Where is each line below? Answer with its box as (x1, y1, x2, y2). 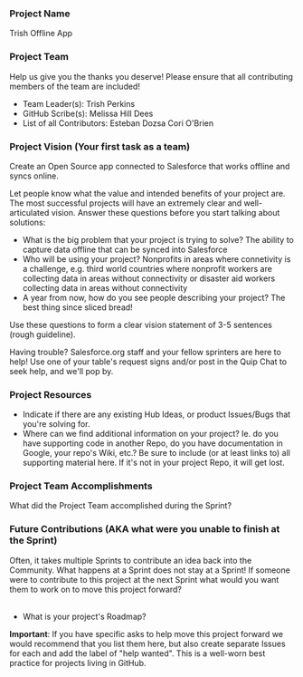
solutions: (9, 217, 46, 227)
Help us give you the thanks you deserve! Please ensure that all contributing (9, 71, 294, 82)
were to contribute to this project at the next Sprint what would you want (9, 574, 279, 585)
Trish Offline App (9, 28, 73, 39)
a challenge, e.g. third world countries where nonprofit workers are (22, 263, 273, 274)
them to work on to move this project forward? (9, 584, 183, 595)
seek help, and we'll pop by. (9, 365, 114, 376)
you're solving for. (22, 419, 90, 430)
